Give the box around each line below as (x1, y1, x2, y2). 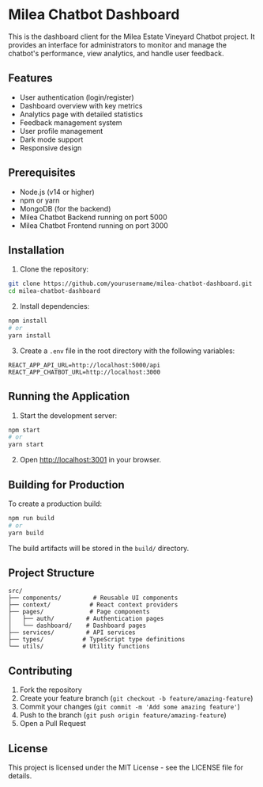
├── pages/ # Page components (8, 608, 150, 616)
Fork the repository (19, 685, 83, 694)
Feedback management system (19, 117, 122, 127)
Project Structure (8, 566, 95, 580)
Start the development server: (19, 410, 118, 420)
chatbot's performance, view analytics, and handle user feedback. (8, 48, 224, 58)
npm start (8, 426, 41, 434)
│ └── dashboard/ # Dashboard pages (8, 622, 147, 630)
